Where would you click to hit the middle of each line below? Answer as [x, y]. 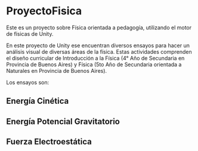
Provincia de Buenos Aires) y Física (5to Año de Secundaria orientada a [94, 64]
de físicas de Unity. [30, 33]
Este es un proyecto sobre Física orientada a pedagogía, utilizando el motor [99, 27]
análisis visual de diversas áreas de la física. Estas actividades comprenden [99, 51]
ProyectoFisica [44, 11]
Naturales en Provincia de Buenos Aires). [57, 70]
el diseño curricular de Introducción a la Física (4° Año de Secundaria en [95, 58]
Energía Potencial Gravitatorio [63, 121]
